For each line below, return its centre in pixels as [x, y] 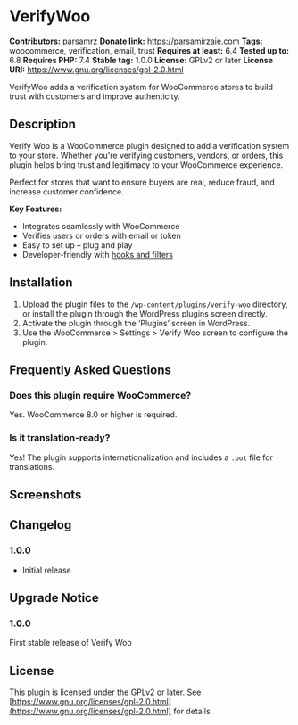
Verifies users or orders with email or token [101, 235]
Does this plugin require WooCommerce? [100, 395]
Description [42, 124]
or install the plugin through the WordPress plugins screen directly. [145, 313]
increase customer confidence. [66, 191]
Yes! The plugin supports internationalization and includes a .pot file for [141, 457]
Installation [41, 283]
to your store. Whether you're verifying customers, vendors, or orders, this [146, 155]
